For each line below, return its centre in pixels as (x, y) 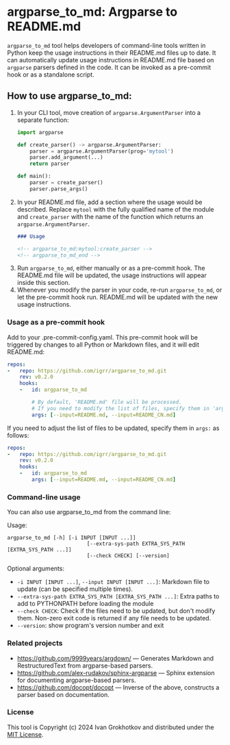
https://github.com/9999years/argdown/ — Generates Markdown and (115, 658)
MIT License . (25, 734)
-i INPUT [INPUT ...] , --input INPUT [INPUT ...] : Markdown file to (113, 582)
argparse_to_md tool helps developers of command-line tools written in (106, 45)
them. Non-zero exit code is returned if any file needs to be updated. (114, 618)
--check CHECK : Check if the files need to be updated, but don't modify (116, 611)
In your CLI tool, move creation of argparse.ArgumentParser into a (108, 112)
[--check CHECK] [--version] (128, 556)
